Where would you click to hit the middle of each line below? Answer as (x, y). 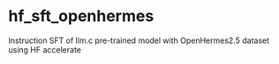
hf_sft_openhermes (81, 16)
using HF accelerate (45, 49)
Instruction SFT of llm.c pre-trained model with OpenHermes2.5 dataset (139, 40)
